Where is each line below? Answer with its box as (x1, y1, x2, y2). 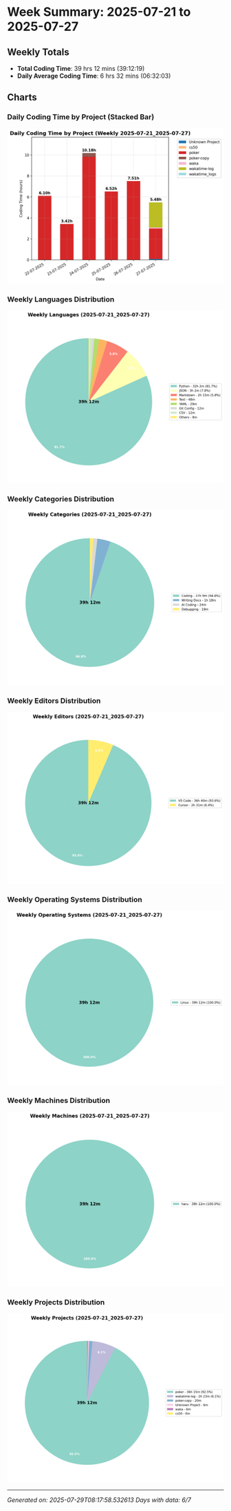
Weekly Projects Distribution (7, 1298, 105, 1307)
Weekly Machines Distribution (7, 1095, 111, 1105)
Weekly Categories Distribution (7, 494, 115, 503)
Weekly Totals (7, 46, 70, 58)
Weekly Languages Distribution (7, 294, 115, 304)
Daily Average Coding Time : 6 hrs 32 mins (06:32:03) (16, 72, 171, 80)
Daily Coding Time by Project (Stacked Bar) (7, 112, 155, 122)
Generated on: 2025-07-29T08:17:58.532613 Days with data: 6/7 (7, 1496, 191, 1504)
